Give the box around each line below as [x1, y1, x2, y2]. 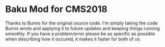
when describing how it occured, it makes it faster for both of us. [5, 36, 142, 42]
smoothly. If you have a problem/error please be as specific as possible [5, 30, 155, 36]
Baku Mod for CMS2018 [5, 3, 108, 15]
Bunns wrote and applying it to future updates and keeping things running [5, 25, 160, 31]
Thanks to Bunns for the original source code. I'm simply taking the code [5, 20, 158, 26]
